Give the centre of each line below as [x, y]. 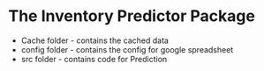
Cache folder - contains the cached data [95, 40]
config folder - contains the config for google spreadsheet [127, 49]
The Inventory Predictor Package [132, 16]
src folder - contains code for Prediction [94, 59]
